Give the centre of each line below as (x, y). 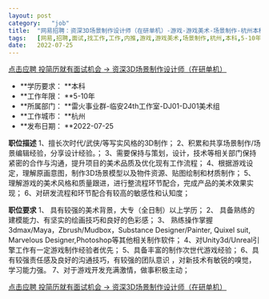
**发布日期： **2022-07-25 (67, 126)
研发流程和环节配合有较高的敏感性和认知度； (116, 193)
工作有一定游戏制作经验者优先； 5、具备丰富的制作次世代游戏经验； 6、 (133, 250)
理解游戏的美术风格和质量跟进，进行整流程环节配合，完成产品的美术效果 (127, 183)
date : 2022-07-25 (41, 46)
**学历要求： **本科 (52, 86)
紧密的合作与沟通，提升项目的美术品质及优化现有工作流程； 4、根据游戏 (127, 163)
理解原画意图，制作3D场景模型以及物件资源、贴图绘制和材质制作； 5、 (139, 173)
